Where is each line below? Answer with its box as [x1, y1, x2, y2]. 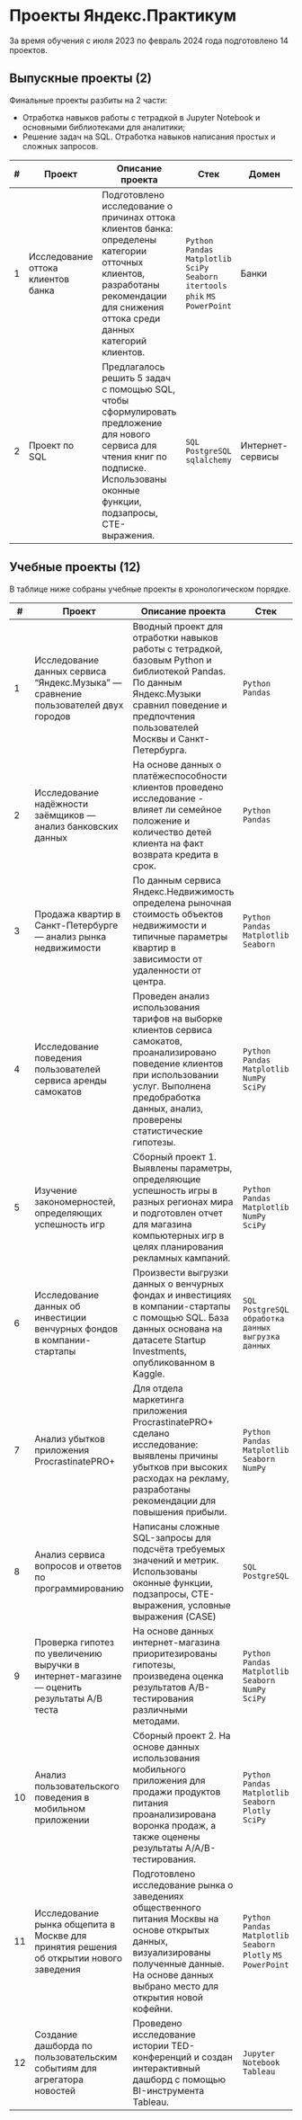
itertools [185, 281, 227, 290]
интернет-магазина [132, 1635, 220, 1648]
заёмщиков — [34, 808, 96, 821]
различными [132, 1703, 189, 1715]
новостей [34, 2084, 76, 2097]
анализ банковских [34, 820, 119, 833]
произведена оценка [132, 1670, 225, 1682]
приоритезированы [132, 1647, 218, 1660]
